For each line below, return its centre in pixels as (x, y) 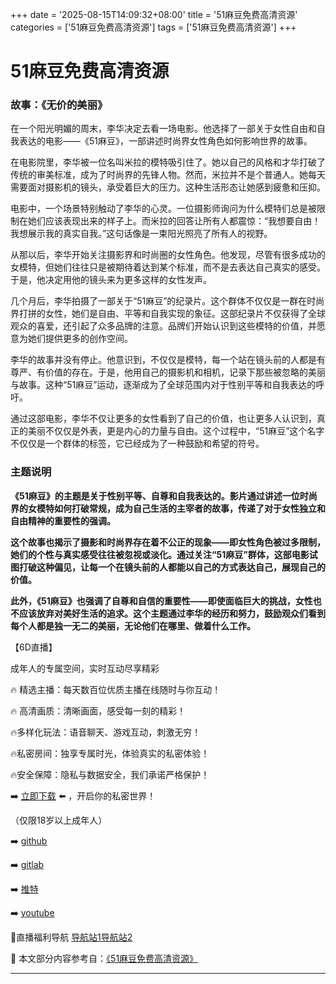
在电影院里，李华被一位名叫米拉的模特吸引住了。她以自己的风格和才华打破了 (168, 162)
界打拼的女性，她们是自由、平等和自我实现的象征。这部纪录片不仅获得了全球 (168, 314)
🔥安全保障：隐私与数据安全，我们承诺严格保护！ (110, 774)
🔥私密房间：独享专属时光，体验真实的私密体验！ (110, 753)
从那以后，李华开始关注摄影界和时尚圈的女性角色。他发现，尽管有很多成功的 (168, 255)
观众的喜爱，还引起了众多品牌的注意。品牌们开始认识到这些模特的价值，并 (163, 326)
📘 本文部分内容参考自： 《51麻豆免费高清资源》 (104, 958)
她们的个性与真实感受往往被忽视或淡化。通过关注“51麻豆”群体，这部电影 (160, 554)
